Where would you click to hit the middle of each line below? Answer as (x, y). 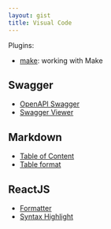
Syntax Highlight (46, 216)
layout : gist (30, 15)
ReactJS (29, 189)
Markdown (35, 137)
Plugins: (21, 45)
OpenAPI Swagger (50, 104)
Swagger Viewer (46, 113)
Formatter (35, 208)
